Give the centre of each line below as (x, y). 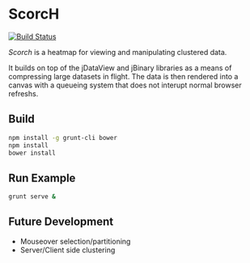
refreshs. (23, 93)
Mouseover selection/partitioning (75, 241)
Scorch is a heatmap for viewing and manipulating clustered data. (118, 52)
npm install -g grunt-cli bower (63, 138)
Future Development (61, 222)
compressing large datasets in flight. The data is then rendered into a (123, 76)
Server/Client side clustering (68, 250)
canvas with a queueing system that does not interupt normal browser (125, 85)
